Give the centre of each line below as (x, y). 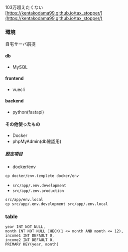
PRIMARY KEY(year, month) (32, 244)
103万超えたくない (24, 7)
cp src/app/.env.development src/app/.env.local (57, 204)
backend (14, 101)
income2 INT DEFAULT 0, (30, 240)
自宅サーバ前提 (20, 44)
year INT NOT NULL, (25, 227)
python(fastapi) (28, 112)
